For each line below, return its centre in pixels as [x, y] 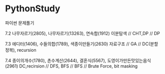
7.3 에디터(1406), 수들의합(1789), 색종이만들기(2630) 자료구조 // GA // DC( [78, 44]
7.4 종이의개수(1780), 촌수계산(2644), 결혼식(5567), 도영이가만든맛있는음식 [78, 60]
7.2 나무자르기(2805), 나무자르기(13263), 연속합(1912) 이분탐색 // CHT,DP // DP [82, 33]
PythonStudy [33, 9]
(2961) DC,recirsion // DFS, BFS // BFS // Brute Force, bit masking [71, 66]
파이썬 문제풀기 [20, 23]
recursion [27, 50]
